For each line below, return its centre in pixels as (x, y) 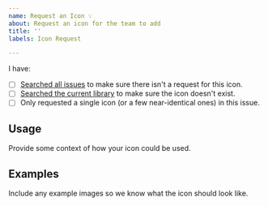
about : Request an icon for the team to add (85, 24)
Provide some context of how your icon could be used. (100, 148)
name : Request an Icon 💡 (51, 16)
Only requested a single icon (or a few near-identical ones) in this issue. (140, 103)
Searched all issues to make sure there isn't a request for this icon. (131, 84)
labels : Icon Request (45, 39)
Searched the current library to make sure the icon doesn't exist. (128, 93)
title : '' (25, 31)
